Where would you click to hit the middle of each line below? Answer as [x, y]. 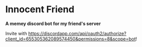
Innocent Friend [40, 9]
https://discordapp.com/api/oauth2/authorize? [77, 33]
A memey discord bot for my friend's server [53, 24]
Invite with [16, 33]
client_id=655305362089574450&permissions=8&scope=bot [71, 39]
